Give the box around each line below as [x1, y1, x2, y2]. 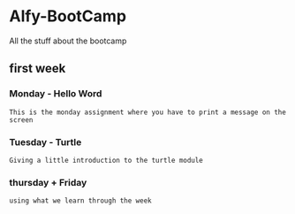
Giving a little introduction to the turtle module [9, 156, 203, 164]
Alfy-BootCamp [9, 6, 126, 27]
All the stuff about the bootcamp [9, 35, 127, 46]
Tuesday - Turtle [9, 135, 82, 148]
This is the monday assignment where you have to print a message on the [9, 108, 287, 117]
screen [9, 115, 34, 125]
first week [9, 61, 66, 76]
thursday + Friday [9, 176, 87, 188]
